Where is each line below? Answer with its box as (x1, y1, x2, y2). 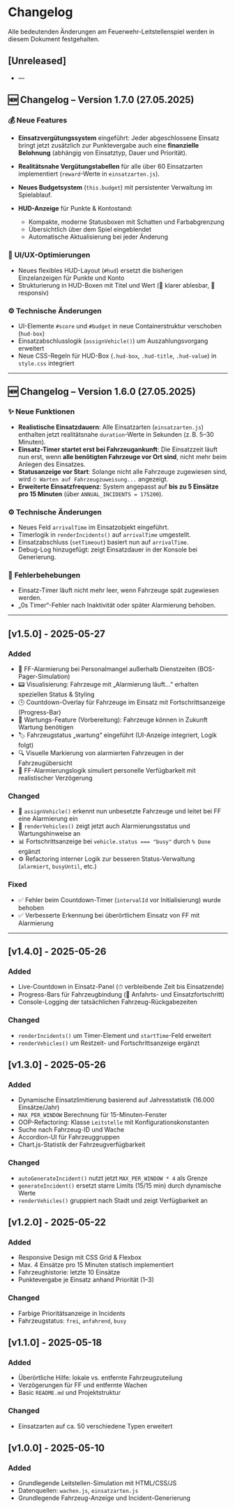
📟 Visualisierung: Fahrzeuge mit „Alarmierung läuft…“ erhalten (17, 680, 199, 688)
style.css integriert (17, 359, 75, 367)
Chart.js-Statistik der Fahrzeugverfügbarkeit (17, 1140, 146, 1149)
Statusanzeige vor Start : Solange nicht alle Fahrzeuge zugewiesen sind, (17, 467, 227, 476)
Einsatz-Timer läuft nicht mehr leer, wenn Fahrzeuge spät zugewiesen (17, 586, 219, 595)
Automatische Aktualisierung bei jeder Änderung (28, 232, 168, 241)
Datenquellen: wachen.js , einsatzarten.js (17, 1487, 139, 1495)
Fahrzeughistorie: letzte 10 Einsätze (17, 1268, 121, 1277)
